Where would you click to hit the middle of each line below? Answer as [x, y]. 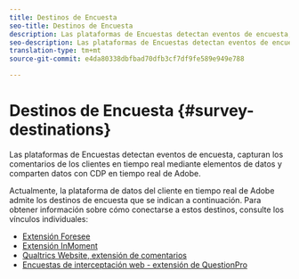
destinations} [60, 130]
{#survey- [216, 111]
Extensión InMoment [60, 245]
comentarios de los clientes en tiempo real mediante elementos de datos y [146, 164]
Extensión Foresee [56, 236]
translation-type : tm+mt [55, 51]
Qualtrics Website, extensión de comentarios [104, 255]
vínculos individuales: [49, 218]
